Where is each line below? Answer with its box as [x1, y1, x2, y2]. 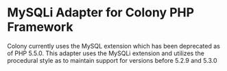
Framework [7, 19, 73, 35]
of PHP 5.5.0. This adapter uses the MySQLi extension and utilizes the [7, 49, 204, 57]
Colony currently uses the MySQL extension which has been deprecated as [7, 42, 221, 50]
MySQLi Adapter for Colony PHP [7, 5, 194, 20]
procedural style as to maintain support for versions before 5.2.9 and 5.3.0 [7, 56, 217, 64]
